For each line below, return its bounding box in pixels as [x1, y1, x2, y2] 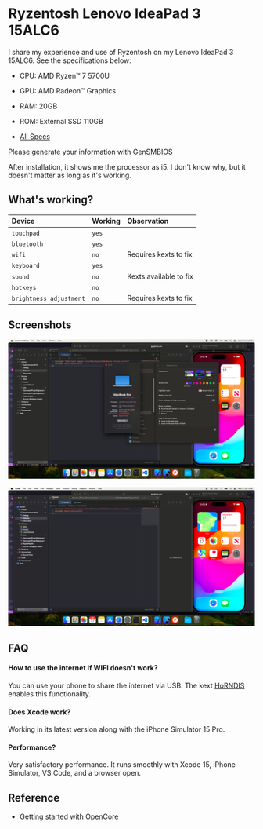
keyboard [11, 262, 41, 270]
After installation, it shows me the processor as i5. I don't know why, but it [8, 162, 247, 171]
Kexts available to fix [127, 272, 194, 281]
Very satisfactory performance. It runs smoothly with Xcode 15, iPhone [8, 760, 236, 769]
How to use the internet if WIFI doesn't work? [8, 663, 158, 673]
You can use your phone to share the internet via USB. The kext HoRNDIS [8, 681, 245, 690]
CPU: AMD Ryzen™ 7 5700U [19, 71, 110, 80]
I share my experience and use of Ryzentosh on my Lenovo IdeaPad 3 [8, 47, 234, 57]
